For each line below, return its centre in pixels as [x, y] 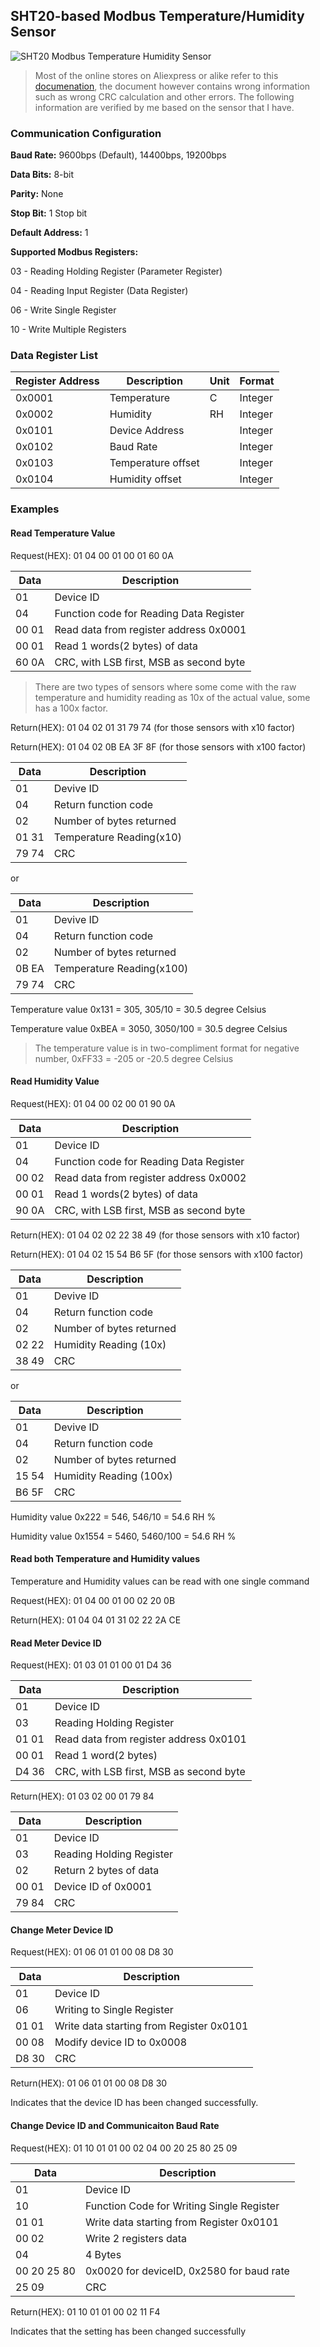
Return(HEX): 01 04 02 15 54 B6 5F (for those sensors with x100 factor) [157, 1254]
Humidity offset [145, 479]
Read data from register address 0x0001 [150, 629]
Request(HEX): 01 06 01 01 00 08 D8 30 [92, 1952]
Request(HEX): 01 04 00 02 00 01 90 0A [93, 1103]
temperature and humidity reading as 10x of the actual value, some [172, 697]
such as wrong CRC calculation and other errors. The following [164, 96]
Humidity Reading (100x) [113, 1476]
